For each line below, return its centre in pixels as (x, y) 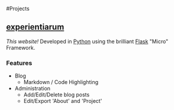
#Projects (18, 9)
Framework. (21, 47)
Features (19, 63)
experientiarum (35, 27)
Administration (33, 89)
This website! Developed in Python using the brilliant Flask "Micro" (87, 41)
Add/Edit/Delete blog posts (57, 95)
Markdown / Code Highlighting (61, 82)
